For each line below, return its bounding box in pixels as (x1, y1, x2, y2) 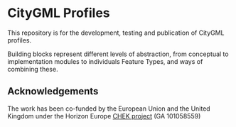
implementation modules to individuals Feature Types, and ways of (7, 57, 203, 65)
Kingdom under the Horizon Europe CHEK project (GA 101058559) (7, 111, 201, 120)
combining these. (7, 65, 58, 73)
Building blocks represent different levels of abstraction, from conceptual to (7, 50, 229, 58)
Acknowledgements (7, 85, 99, 97)
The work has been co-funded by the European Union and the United (7, 104, 211, 113)
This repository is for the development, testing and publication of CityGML (7, 28, 225, 37)
